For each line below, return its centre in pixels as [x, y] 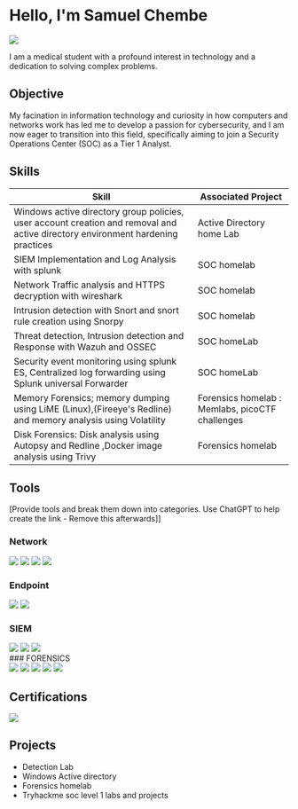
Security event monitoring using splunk [95, 361]
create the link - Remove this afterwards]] [85, 519]
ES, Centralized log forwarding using [90, 372]
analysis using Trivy [55, 456]
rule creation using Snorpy [69, 321]
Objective [37, 94]
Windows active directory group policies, [99, 211]
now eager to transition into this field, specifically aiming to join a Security [144, 134]
